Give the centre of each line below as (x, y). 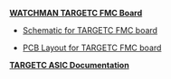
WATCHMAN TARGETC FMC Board (76, 13)
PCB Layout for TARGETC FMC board (92, 48)
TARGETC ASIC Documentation (69, 65)
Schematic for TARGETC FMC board (90, 30)
